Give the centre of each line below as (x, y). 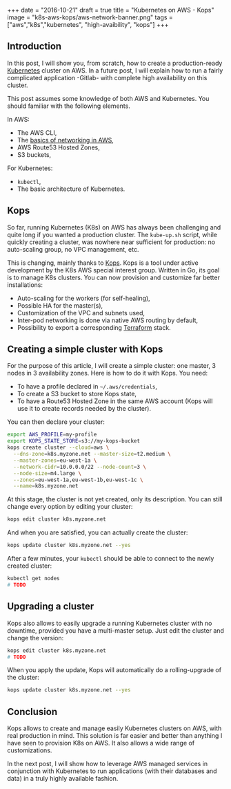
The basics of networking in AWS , (65, 140)
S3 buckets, (34, 154)
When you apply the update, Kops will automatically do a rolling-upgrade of (114, 670)
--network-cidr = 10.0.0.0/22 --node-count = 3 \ (80, 467)
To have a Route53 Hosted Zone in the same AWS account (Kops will (115, 401)
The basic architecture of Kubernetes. (71, 189)
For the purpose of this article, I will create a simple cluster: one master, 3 (111, 366)
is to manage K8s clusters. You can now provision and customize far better (114, 277)
